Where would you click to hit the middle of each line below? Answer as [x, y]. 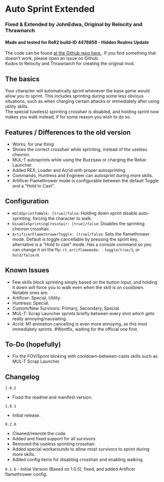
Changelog [22, 377]
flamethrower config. [26, 474]
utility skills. [17, 107]
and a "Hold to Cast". [33, 186]
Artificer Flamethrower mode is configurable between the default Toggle [85, 181]
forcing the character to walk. [62, 218]
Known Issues [27, 270]
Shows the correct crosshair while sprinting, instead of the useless [80, 149]
